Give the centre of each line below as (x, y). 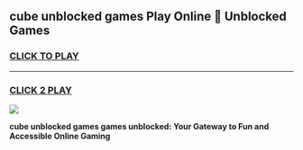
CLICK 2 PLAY (41, 90)
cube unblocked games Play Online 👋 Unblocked (148, 17)
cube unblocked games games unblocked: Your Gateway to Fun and (139, 126)
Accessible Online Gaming (60, 136)
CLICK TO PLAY (44, 57)
